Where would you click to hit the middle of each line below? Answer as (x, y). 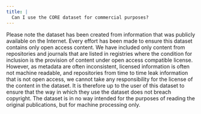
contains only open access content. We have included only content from (96, 47)
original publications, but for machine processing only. (73, 104)
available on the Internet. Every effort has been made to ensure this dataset (100, 41)
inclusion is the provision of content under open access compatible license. (100, 60)
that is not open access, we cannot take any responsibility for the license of (100, 79)
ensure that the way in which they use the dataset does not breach (89, 92)
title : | (17, 12)
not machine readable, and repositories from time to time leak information (97, 73)
